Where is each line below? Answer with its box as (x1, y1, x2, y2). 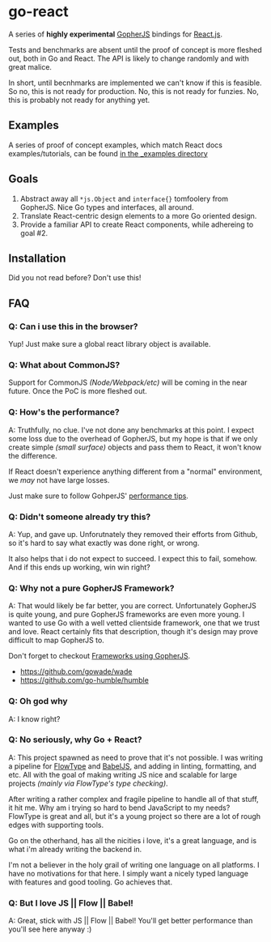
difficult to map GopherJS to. (8, 635, 105, 646)
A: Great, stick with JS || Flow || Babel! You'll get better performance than (8, 916, 253, 926)
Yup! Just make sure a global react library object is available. (8, 339, 211, 349)
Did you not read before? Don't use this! (8, 273, 142, 283)
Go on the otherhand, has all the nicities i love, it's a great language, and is (8, 835, 257, 845)
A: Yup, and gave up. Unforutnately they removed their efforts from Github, (8, 529, 258, 539)
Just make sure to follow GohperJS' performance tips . (8, 491, 188, 501)
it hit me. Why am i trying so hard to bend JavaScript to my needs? (8, 803, 231, 812)
